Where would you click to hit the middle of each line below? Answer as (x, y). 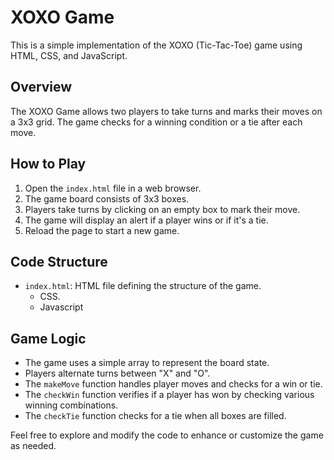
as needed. (33, 446)
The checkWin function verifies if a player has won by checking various (169, 395)
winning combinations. (71, 405)
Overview (41, 87)
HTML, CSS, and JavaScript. (69, 55)
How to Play (48, 164)
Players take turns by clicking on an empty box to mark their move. (162, 209)
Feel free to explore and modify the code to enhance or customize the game (167, 435)
